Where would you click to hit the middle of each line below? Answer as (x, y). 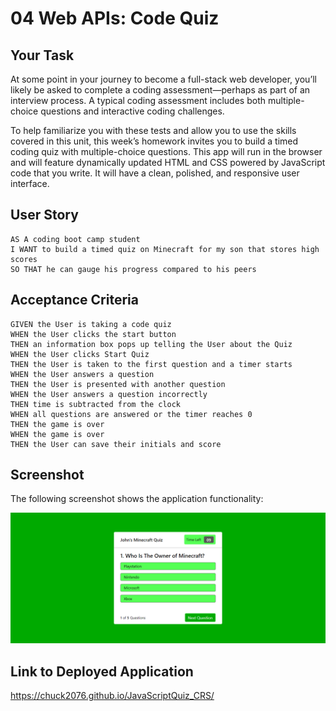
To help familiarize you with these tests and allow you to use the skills (153, 130)
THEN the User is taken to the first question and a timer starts (151, 364)
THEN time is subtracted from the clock (96, 404)
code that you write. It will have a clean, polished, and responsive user (155, 173)
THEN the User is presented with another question (118, 384)
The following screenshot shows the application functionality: (137, 499)
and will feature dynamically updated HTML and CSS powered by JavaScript (168, 162)
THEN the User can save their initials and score (116, 444)
